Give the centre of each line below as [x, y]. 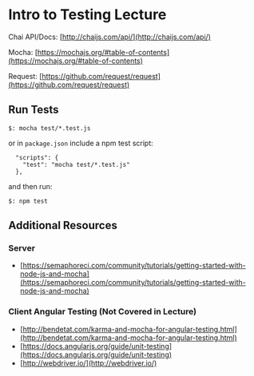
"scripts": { [37, 157]
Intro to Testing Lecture [87, 15]
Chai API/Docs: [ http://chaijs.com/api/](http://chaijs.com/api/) [110, 37]
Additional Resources [63, 226]
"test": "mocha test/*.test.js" [76, 164]
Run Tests [34, 110]
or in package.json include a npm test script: [81, 143]
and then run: [30, 186]
